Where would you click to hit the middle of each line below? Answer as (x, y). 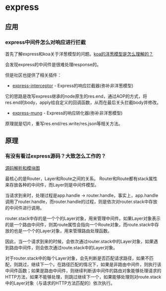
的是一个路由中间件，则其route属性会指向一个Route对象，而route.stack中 (80, 224)
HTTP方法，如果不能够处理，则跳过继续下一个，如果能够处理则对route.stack (83, 277)
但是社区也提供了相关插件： (33, 75)
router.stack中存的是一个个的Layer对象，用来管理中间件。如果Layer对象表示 (83, 218)
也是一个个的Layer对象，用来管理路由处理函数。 (63, 231)
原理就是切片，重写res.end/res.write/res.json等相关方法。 (64, 123)
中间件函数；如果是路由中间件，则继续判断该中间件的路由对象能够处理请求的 (83, 271)
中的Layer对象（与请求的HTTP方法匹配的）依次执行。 (60, 283)
